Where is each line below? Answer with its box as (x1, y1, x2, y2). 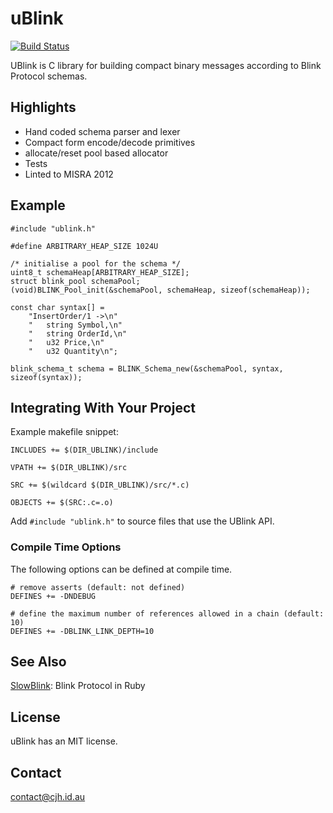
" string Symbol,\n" (28, 320, 123, 330)
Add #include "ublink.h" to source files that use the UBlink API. (10, 515, 275, 527)
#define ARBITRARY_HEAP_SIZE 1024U (10, 241, 159, 251)
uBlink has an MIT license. (10, 735, 118, 747)
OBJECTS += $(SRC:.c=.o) (10, 498, 114, 508)
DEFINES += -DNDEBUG (10, 591, 97, 601)
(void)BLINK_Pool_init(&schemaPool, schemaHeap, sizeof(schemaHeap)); (10, 285, 311, 295)
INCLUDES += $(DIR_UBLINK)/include (10, 445, 159, 456)
